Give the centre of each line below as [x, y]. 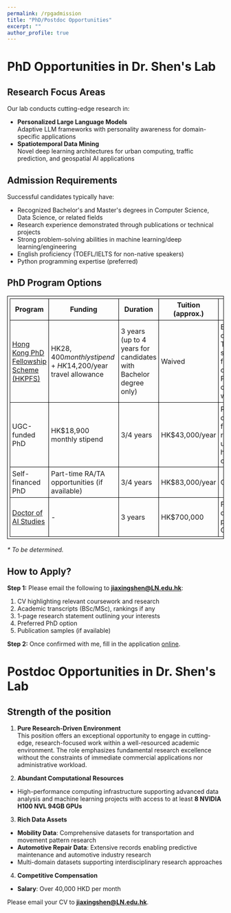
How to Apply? [39, 571]
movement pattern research [56, 840]
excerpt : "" [24, 26]
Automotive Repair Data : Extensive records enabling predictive [107, 848]
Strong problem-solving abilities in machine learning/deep [99, 240]
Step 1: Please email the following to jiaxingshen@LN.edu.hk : [95, 588]
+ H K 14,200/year [80, 366]
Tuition [189, 305]
